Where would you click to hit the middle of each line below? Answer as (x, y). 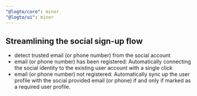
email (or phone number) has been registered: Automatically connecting (102, 62)
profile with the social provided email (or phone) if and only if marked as (102, 81)
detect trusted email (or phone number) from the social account (92, 55)
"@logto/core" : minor (32, 12)
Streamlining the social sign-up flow (74, 41)
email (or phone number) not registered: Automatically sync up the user (102, 74)
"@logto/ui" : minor (30, 17)
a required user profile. (42, 87)
